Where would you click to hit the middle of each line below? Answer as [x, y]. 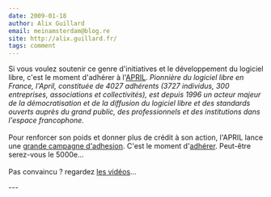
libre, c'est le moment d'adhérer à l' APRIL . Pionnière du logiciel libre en [126, 78]
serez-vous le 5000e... [46, 155]
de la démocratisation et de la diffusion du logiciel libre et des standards [129, 103]
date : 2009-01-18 [38, 16]
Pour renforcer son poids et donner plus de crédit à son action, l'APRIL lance [136, 137]
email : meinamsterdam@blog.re [59, 31]
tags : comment [32, 46]
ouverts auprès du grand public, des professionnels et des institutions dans [134, 112]
